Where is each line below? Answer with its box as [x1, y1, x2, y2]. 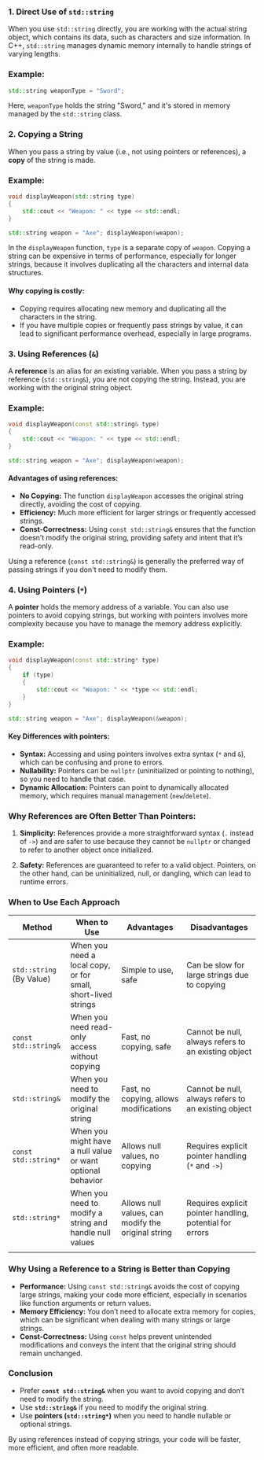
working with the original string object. [8, 382, 133, 392]
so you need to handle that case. [19, 774, 126, 783]
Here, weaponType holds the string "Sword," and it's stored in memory [8, 101, 230, 110]
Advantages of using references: [8, 474, 119, 483]
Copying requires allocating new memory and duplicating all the [19, 304, 226, 313]
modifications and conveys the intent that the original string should [19, 1340, 236, 1349]
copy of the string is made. [8, 155, 96, 164]
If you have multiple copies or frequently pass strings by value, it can [19, 320, 244, 330]
